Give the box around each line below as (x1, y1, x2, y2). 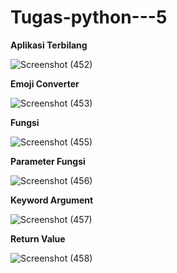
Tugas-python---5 (10, 6, 168, 29)
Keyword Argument (10, 194, 94, 206)
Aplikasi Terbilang (10, 39, 88, 51)
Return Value (10, 232, 66, 245)
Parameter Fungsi (10, 155, 86, 167)
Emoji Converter (10, 77, 80, 90)
